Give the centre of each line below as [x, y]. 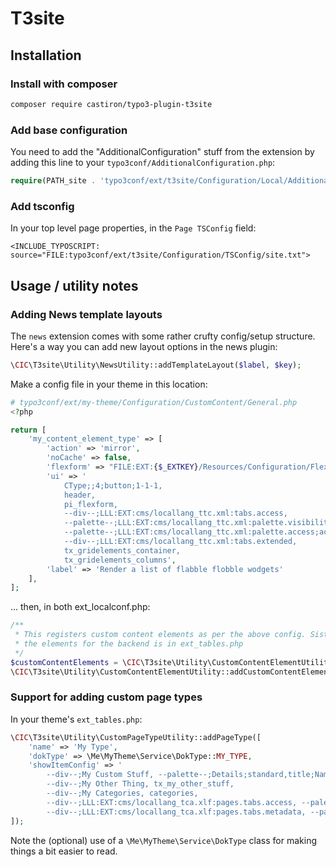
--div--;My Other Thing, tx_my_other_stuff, [140, 784]
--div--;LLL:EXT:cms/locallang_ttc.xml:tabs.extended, [180, 542]
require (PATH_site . [53, 181]
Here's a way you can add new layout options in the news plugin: [144, 346]
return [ [28, 430]
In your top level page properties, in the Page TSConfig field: [133, 228]
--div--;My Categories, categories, [122, 793]
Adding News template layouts [86, 314]
